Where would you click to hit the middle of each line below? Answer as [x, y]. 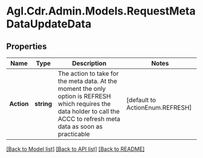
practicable [74, 134]
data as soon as [80, 127]
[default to [141, 100]
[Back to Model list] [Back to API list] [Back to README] [76, 149]
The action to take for [88, 74]
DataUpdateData [49, 24]
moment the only [82, 89]
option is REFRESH [84, 96]
